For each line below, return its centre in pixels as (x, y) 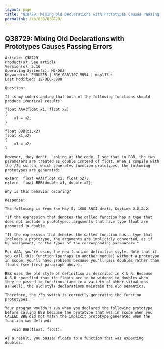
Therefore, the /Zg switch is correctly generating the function (73, 295)
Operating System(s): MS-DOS (35, 71)
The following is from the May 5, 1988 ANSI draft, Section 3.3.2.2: (78, 209)
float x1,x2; (18, 136)
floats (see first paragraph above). (44, 265)
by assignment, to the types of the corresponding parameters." (72, 244)
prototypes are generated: (33, 170)
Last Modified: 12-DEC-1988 (34, 79)
